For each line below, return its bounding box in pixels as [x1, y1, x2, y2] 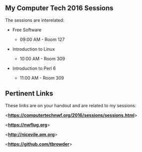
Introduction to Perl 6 [12, 65, 56, 71]
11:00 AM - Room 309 [19, 75, 65, 81]
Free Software [12, 27, 42, 33]
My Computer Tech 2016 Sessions [5, 4, 114, 12]
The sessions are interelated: [5, 17, 65, 23]
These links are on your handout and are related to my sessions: [5, 102, 137, 108]
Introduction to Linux [12, 46, 55, 52]
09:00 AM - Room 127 [19, 36, 65, 42]
